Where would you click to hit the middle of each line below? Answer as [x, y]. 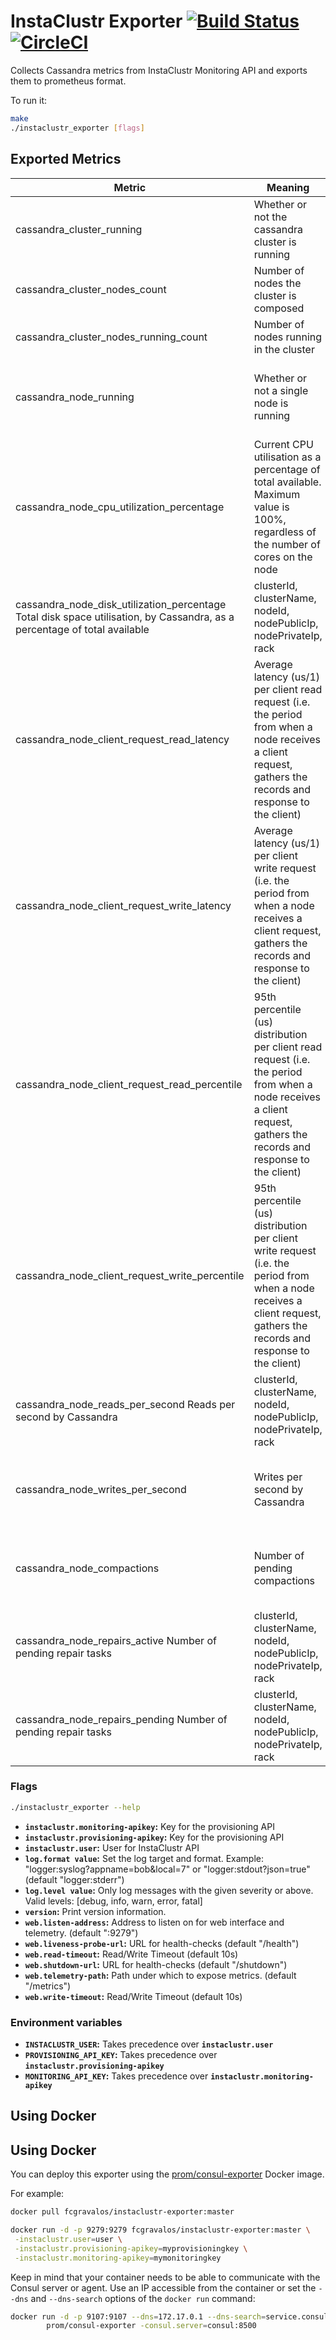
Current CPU [283, 444]
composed [279, 308]
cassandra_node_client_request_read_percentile [129, 1084]
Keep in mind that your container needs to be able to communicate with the [165, 2277]
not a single [281, 390]
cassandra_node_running [75, 397]
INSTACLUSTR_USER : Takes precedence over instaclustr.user [149, 2044]
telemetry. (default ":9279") [81, 1932]
